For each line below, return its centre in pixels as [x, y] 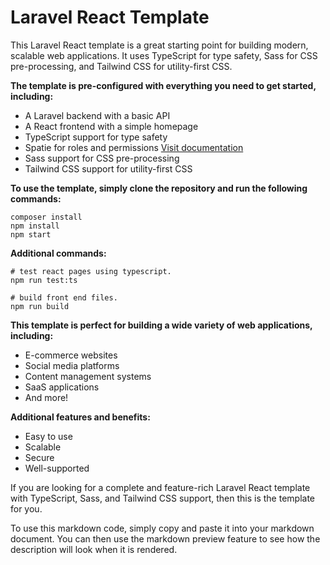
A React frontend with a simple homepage [111, 126]
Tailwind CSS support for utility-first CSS [108, 168]
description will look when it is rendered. [94, 549]
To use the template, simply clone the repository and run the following [159, 188]
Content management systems [88, 376]
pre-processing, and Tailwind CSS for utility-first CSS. [121, 66]
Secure [39, 457]
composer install [46, 217]
